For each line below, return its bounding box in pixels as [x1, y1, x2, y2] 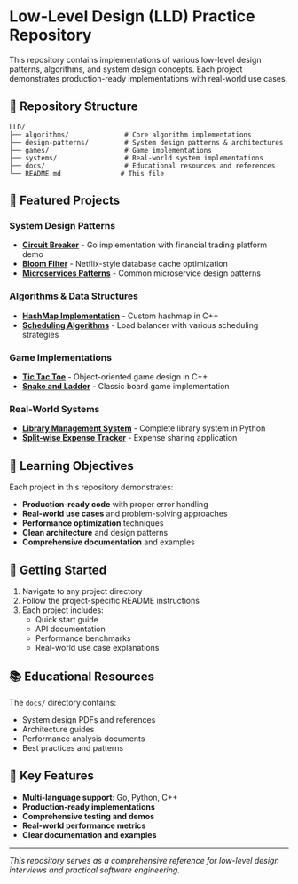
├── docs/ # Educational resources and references [9, 161, 276, 170]
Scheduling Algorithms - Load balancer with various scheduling [21, 319, 259, 330]
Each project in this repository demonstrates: [9, 481, 174, 493]
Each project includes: [21, 605, 104, 615]
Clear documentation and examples [21, 829, 157, 840]
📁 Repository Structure [9, 99, 138, 114]
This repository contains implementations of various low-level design [9, 54, 262, 65]
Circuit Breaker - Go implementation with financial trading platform [21, 239, 268, 250]
